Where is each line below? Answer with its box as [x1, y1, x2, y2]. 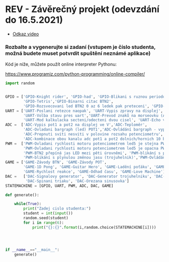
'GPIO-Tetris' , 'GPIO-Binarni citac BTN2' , [23, 99, 114, 104]
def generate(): [5, 192, 39, 198]
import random [5, 81, 35, 86]
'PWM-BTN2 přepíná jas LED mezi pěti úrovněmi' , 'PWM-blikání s [23, 150, 161, 156]
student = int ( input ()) [23, 211, 73, 216]
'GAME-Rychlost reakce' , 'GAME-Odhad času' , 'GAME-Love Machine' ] [23, 169, 165, 174]
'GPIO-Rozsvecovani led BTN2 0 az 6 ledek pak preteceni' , [23, 103, 150, 109]
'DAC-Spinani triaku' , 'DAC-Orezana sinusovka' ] [25, 178, 129, 183]
